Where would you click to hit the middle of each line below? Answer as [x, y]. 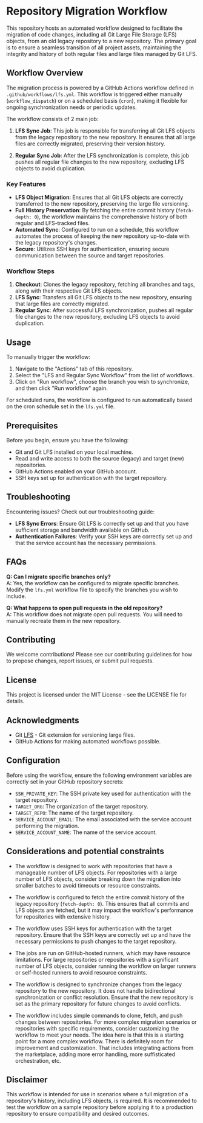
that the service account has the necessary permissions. [86, 543]
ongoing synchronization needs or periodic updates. [72, 107]
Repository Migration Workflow [87, 11]
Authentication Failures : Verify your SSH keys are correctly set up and [104, 536]
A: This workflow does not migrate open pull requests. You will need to [95, 614]
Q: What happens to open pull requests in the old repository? [85, 608]
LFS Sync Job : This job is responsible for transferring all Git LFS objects [105, 130]
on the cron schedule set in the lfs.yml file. [61, 406]
